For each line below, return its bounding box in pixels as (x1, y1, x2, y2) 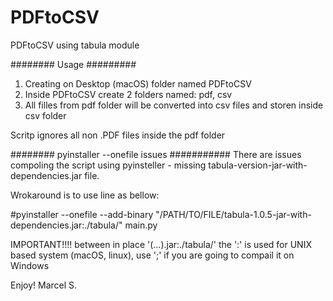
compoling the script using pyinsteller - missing (10, 159, 207, 171)
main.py (124, 219, 158, 231)
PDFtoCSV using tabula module (10, 39, 140, 51)
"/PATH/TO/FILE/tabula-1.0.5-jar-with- (155, 208, 312, 220)
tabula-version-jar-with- (208, 159, 308, 171)
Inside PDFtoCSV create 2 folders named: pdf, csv (24, 88, 233, 100)
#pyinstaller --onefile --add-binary (10, 208, 154, 220)
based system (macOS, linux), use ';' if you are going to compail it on (10, 249, 295, 261)
